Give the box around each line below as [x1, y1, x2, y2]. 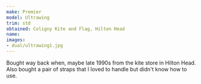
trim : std [6, 20, 31, 26]
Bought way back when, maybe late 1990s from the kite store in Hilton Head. [6, 59, 196, 66]
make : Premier [6, 8, 42, 15]
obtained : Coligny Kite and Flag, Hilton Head [6, 25, 125, 32]
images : [6, 37, 26, 43]
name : [6, 31, 20, 37]
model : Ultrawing [6, 15, 50, 21]
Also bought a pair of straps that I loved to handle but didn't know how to [6, 65, 187, 73]
